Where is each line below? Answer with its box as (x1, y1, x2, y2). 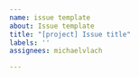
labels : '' (9, 38, 51, 47)
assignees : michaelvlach (9, 47, 103, 56)
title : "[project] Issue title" (9, 30, 131, 38)
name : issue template (9, 13, 91, 22)
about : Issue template (9, 21, 95, 30)
